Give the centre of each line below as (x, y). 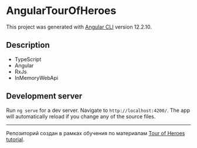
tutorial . (15, 139)
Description (28, 45)
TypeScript (28, 59)
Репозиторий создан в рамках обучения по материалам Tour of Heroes (96, 133)
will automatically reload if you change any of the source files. (81, 116)
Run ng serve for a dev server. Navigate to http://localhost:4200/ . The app (98, 110)
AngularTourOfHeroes (61, 11)
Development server (44, 96)
